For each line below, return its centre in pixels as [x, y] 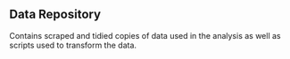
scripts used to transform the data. [73, 45]
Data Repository [55, 15]
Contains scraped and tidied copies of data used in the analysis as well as [145, 35]
